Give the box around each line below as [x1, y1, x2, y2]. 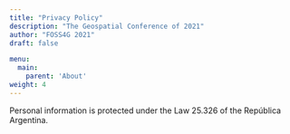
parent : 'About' [25, 72, 88, 81]
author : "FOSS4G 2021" [9, 30, 95, 39]
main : [17, 63, 39, 72]
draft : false [9, 38, 59, 48]
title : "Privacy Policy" [9, 13, 103, 23]
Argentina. [9, 114, 48, 125]
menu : [9, 55, 30, 64]
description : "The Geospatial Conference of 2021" [9, 22, 205, 31]
